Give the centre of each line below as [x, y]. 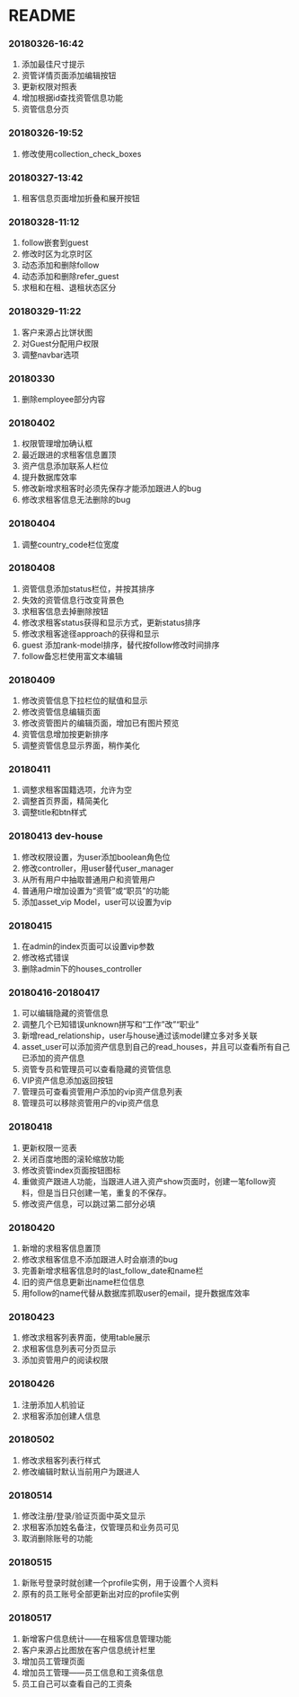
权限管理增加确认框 [57, 444]
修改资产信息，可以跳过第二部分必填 [88, 1203]
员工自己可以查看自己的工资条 [76, 1684]
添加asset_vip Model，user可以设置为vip [97, 901]
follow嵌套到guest [55, 242]
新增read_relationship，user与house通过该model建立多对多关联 [139, 1036]
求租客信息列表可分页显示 [69, 1349]
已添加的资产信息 [53, 1058]
